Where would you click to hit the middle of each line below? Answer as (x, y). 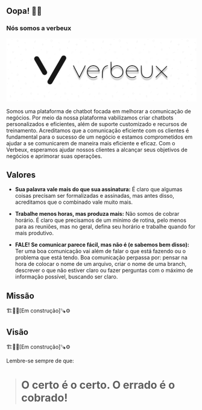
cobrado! (44, 398)
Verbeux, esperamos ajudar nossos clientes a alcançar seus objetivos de (97, 150)
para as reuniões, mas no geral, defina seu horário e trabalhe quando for (105, 227)
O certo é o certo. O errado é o (98, 385)
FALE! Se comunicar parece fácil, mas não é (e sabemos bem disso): (102, 245)
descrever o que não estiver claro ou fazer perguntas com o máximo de (104, 270)
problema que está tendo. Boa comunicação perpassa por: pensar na (101, 257)
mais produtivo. (34, 233)
